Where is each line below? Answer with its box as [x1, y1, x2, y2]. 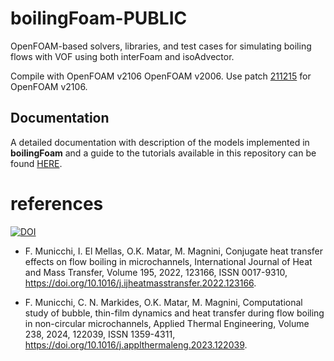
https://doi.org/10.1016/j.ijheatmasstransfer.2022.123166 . [24, 277, 257, 289]
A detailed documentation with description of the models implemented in [10, 136, 310, 148]
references [10, 192, 104, 215]
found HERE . [10, 157, 63, 169]
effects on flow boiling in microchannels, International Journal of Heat [24, 255, 313, 267]
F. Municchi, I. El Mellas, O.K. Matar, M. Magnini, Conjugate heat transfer [24, 245, 324, 257]
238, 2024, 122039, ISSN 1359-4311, [24, 328, 176, 340]
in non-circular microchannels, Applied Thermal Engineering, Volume [24, 317, 310, 329]
